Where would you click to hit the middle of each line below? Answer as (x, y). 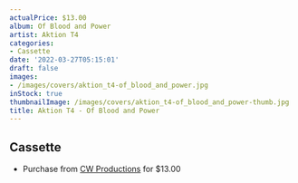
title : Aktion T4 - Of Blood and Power (85, 111)
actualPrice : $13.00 (48, 18)
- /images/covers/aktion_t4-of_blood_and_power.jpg (109, 85)
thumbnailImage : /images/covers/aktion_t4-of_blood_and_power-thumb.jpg (149, 102)
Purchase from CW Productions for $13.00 (101, 169)
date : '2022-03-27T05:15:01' (64, 60)
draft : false (34, 69)
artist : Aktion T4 (44, 34)
